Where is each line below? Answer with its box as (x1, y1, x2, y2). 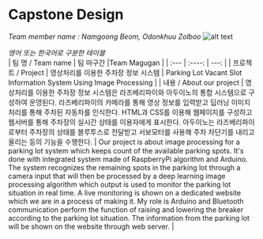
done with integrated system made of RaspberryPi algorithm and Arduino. (8, 154, 248, 164)
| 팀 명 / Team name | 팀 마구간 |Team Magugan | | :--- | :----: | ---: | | (8, 58, 231, 67)
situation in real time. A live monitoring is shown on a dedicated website (8, 188, 242, 197)
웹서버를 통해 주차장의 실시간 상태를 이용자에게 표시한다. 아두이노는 (8, 117, 215, 127)
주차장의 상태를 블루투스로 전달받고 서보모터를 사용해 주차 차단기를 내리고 (28, 127, 255, 136)
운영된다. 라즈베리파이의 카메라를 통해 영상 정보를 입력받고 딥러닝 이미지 (28, 97, 251, 107)
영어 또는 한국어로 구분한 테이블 (8, 47, 106, 57)
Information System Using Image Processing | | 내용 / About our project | (8, 78, 244, 87)
